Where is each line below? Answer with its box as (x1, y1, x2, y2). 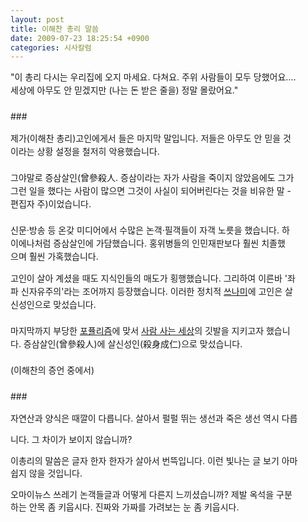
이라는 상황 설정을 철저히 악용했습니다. (10, 146, 160, 158)
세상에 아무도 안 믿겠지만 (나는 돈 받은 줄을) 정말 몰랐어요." (10, 84, 239, 96)
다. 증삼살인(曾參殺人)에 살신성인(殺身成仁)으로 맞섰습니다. (10, 338, 243, 350)
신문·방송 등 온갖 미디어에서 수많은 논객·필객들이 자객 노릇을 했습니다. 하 (10, 224, 290, 236)
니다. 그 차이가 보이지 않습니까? (10, 434, 133, 446)
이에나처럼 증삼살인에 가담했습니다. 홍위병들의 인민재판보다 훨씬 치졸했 (10, 237, 286, 250)
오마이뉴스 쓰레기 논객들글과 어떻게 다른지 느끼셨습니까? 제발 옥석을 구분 (10, 489, 293, 501)
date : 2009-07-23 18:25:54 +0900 (10, 33, 150, 43)
